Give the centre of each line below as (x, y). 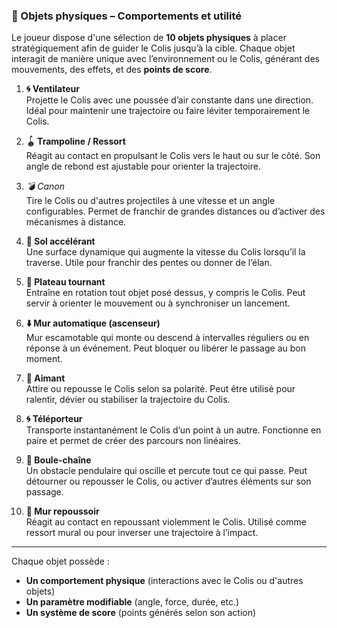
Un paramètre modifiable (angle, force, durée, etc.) (132, 602)
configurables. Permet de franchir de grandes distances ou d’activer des (175, 211)
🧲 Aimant (45, 378)
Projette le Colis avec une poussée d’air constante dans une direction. (169, 100)
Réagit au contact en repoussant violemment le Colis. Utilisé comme (166, 522)
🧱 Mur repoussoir (62, 511)
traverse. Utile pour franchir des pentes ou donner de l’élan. (149, 263)
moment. (44, 359)
